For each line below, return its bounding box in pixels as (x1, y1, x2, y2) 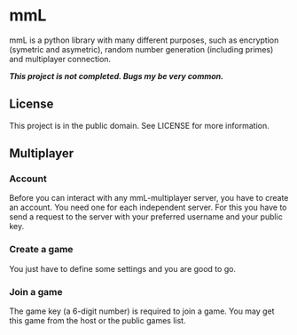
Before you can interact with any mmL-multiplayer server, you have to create (9, 193, 289, 203)
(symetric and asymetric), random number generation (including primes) (9, 44, 274, 54)
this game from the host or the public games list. (9, 315, 186, 326)
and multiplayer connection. (9, 53, 112, 64)
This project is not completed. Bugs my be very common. (9, 70, 224, 81)
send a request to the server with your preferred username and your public (9, 211, 284, 222)
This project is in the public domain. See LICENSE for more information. (9, 120, 270, 131)
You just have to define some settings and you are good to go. (9, 263, 237, 274)
